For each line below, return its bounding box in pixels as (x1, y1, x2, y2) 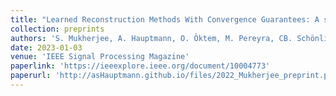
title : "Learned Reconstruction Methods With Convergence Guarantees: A (10, 14, 320, 25)
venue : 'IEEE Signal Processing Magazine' (10, 52, 190, 62)
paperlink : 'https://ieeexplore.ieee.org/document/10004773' (10, 61, 271, 71)
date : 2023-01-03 (10, 42, 83, 53)
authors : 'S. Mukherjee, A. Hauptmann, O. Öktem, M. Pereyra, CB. (10, 33, 293, 43)
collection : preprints (10, 24, 105, 34)
